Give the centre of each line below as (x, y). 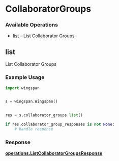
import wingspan (22, 88)
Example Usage (25, 77)
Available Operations (32, 25)
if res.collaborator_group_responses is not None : (60, 125)
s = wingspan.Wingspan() (32, 102)
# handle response (34, 129)
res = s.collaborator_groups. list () (44, 115)
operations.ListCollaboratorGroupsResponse (54, 153)
